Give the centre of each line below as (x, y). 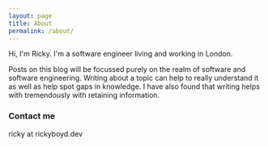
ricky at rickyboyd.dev (46, 133)
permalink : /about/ (41, 31)
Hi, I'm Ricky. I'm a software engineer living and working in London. (121, 54)
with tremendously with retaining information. (84, 95)
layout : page (30, 16)
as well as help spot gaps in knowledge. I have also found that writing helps (134, 86)
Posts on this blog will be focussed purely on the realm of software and (127, 69)
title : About (30, 23)
